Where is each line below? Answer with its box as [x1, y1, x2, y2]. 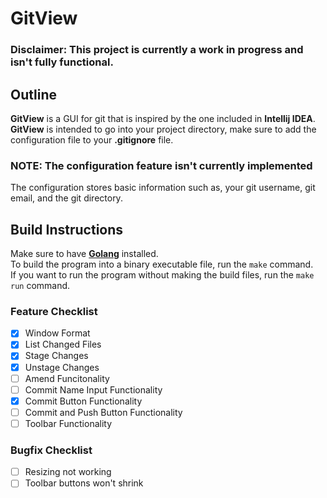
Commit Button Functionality [24, 395, 143, 407]
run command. [10, 280, 71, 292]
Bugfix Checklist [10, 443, 93, 457]
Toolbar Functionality [24, 417, 113, 429]
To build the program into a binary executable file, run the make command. [10, 258, 314, 271]
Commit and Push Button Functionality [24, 406, 183, 418]
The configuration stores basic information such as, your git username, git [10, 182, 316, 194]
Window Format [24, 327, 91, 339]
